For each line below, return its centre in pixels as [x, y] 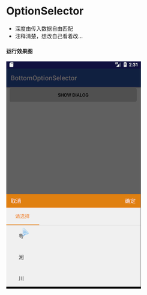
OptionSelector [45, 11]
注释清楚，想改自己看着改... [49, 36]
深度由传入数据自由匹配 [44, 28]
